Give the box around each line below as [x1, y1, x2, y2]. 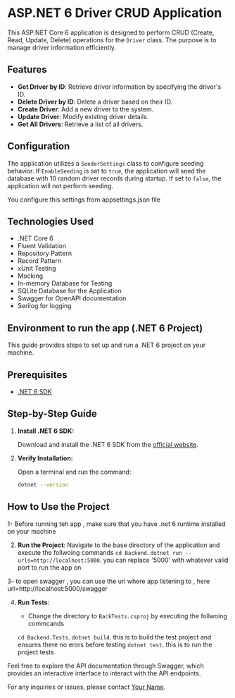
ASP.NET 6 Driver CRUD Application [7, 5, 222, 21]
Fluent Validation [17, 242, 67, 250]
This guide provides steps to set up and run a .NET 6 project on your [7, 341, 206, 350]
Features [7, 63, 47, 75]
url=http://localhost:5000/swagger [7, 584, 108, 593]
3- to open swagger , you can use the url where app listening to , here [7, 577, 210, 585]
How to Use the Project [7, 501, 110, 513]
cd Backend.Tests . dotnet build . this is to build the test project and [17, 632, 212, 641]
